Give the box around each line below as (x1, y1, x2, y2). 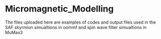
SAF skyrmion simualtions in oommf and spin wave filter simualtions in (5, 24, 147, 30)
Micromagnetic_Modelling (5, 3, 114, 14)
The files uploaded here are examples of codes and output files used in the (5, 19, 156, 25)
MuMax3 (5, 29, 23, 35)
